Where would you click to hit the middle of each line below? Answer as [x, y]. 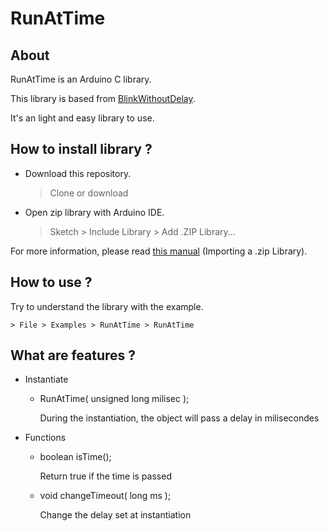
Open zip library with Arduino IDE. [94, 212]
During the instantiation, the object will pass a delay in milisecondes [179, 418]
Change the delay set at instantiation [115, 515]
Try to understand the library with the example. [107, 306]
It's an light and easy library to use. [82, 118]
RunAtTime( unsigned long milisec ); [114, 399]
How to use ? [51, 282]
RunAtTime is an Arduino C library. [81, 79]
